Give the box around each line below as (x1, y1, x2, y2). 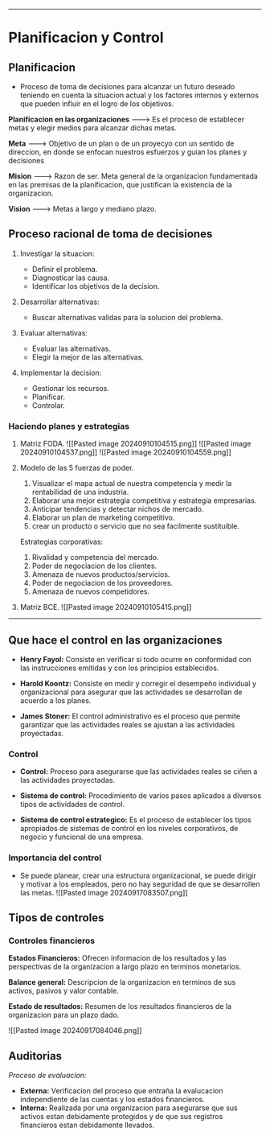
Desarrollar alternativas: (19, 297, 100, 307)
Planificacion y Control (8, 29, 164, 47)
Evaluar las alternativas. (31, 344, 111, 353)
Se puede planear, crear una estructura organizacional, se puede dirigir (19, 871, 257, 880)
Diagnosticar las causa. (31, 273, 110, 282)
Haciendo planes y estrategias (8, 420, 130, 431)
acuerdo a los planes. (19, 695, 92, 705)
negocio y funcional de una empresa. (19, 832, 144, 842)
